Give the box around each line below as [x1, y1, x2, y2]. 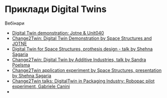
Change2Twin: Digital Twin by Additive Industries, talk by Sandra [12, 56, 146, 62]
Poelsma [12, 62, 31, 68]
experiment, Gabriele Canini [12, 83, 70, 89]
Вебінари [5, 20, 25, 26]
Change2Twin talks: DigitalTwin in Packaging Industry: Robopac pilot [12, 78, 155, 84]
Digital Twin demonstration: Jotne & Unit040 [12, 30, 104, 36]
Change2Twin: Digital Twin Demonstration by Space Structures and [12, 35, 152, 41]
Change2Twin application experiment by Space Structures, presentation [12, 67, 162, 73]
